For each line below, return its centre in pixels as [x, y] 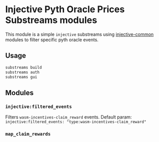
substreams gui [21, 77]
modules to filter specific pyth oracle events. [52, 40]
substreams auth [22, 72]
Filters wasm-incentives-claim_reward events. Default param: [69, 117]
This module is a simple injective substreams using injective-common [80, 34]
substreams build [24, 67]
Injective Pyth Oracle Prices [65, 9]
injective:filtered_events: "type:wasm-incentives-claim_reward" [76, 122]
